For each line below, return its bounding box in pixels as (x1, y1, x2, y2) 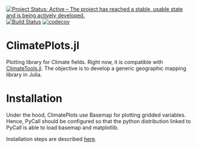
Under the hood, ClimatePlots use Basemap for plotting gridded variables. (6, 111, 186, 118)
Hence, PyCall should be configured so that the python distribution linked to (6, 117, 191, 124)
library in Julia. (6, 71, 43, 78)
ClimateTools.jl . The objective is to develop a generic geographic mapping (6, 65, 186, 72)
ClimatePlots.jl (6, 39, 80, 53)
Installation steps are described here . (6, 135, 96, 142)
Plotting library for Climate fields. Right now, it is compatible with (6, 58, 164, 65)
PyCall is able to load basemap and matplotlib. (6, 124, 119, 131)
